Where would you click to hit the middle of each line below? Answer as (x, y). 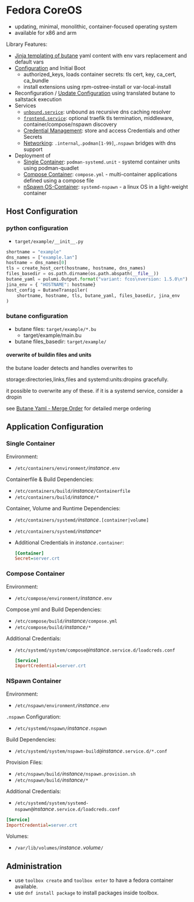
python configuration (37, 228)
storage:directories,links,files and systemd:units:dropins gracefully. (87, 379)
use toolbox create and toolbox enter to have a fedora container (94, 880)
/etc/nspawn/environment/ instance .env (62, 705)
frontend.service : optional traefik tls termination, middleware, (98, 118)
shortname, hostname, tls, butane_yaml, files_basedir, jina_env (98, 295)
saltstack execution (38, 99)
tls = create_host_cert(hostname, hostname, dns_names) (76, 268)
